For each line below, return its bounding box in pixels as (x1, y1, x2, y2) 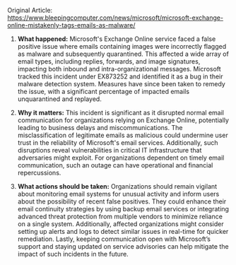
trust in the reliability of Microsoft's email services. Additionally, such (17, 139, 218, 147)
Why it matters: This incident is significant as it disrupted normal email (17, 109, 225, 117)
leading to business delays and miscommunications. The (17, 124, 183, 131)
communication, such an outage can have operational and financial (17, 161, 213, 169)
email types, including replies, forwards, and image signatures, (17, 57, 201, 66)
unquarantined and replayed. (17, 95, 102, 103)
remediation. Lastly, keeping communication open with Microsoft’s (17, 235, 211, 243)
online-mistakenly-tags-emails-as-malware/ (7, 21, 136, 29)
